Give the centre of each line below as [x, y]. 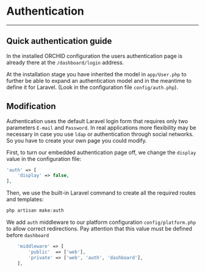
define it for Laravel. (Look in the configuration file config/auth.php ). [92, 87]
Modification [31, 106]
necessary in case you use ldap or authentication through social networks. [100, 134]
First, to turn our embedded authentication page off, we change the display [101, 152]
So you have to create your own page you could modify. [77, 140]
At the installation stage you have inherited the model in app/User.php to [97, 74]
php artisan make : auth [35, 211]
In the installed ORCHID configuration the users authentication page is [95, 55]
